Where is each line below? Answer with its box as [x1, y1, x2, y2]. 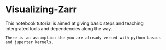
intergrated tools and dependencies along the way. [5, 25, 112, 31]
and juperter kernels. [5, 39, 54, 45]
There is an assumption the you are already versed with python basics [5, 35, 161, 40]
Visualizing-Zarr [5, 4, 77, 15]
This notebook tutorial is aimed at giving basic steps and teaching [5, 20, 144, 26]
